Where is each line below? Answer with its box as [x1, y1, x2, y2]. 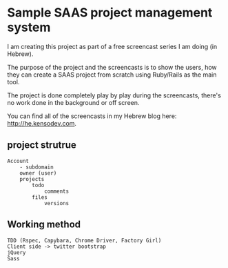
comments [43, 188, 70, 195]
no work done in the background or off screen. [7, 98, 140, 106]
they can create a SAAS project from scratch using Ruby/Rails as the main [7, 70, 217, 79]
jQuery [7, 249, 26, 256]
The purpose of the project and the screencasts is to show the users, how [7, 63, 217, 71]
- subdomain [19, 164, 54, 171]
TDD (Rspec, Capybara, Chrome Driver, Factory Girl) [7, 237, 162, 244]
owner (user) [19, 169, 57, 177]
